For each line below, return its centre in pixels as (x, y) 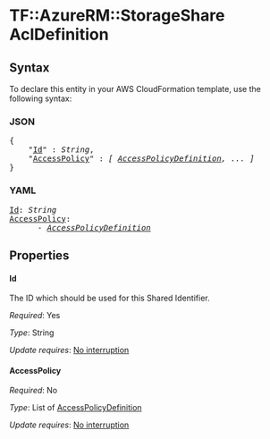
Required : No (34, 391)
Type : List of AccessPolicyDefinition (76, 408)
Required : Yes (35, 316)
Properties (39, 255)
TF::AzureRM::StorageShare (117, 16)
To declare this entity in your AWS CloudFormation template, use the (135, 89)
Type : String (32, 333)
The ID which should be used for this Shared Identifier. (110, 298)
